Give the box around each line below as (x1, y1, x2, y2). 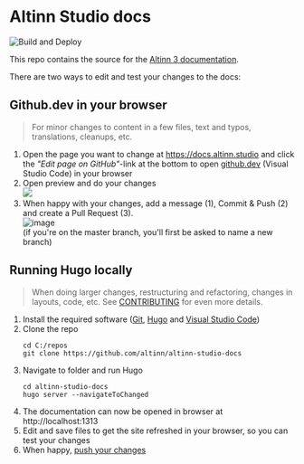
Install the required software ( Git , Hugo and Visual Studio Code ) (22, 314, 261, 325)
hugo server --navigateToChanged (22, 390, 149, 399)
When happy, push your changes (22, 444, 147, 455)
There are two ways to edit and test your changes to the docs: (9, 71, 242, 82)
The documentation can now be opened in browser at (22, 405, 223, 417)
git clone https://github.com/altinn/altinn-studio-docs (22, 348, 242, 358)
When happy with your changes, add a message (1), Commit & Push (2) (22, 197, 289, 209)
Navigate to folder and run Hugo (22, 365, 143, 375)
